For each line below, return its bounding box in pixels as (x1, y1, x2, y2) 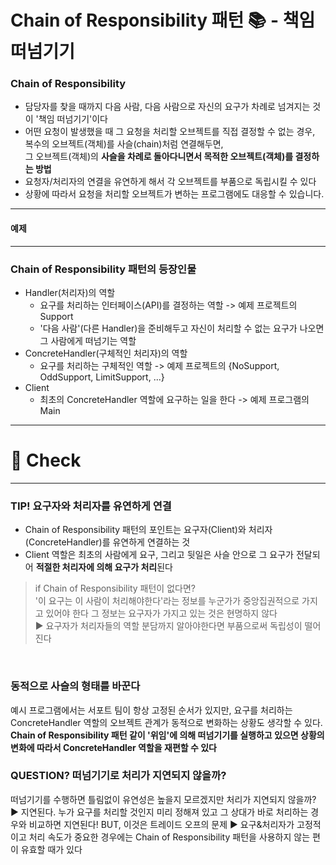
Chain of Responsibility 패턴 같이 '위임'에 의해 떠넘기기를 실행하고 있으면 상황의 (10, 729, 325, 741)
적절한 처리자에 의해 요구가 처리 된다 (35, 561, 173, 573)
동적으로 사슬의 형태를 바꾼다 (10, 679, 141, 693)
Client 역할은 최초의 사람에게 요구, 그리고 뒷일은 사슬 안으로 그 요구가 (24, 549, 294, 561)
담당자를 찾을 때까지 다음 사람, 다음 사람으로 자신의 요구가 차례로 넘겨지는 (24, 101, 311, 113)
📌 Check (10, 449, 82, 472)
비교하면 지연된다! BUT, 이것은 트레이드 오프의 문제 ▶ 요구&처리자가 (28, 818, 295, 830)
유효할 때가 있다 (20, 843, 83, 855)
